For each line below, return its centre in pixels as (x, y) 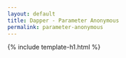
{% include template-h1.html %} (54, 47)
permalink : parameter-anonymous (55, 27)
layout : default (31, 14)
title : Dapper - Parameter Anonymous (63, 21)
